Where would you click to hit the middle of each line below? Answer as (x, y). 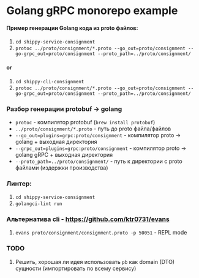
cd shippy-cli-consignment (50, 81)
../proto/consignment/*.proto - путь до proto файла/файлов (93, 129)
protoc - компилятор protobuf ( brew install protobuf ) (85, 122)
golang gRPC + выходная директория (64, 154)
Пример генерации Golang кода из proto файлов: (72, 28)
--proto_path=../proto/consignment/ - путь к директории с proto (99, 161)
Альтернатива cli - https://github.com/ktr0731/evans (88, 219)
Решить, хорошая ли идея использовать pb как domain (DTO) (95, 261)
